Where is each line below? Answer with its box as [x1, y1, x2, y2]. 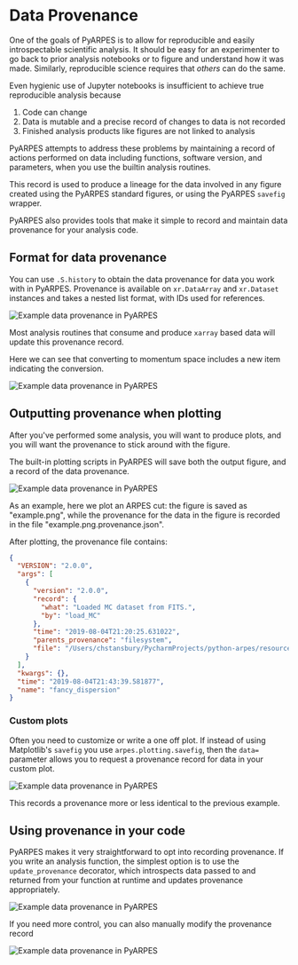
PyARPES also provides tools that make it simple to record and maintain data [9, 215, 288, 225]
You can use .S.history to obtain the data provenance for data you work [9, 273, 275, 284]
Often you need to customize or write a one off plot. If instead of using [9, 734, 266, 746]
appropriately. [9, 884, 60, 895]
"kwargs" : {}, [17, 668, 69, 677]
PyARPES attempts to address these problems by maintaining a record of [9, 143, 276, 154]
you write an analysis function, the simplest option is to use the [9, 856, 239, 866]
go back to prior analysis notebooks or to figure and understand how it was [9, 53, 285, 64]
